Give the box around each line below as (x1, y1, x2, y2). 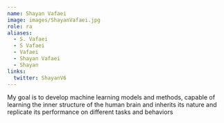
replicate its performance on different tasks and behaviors (7, 108, 173, 116)
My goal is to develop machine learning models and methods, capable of (7, 93, 216, 102)
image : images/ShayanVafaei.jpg (7, 17, 101, 23)
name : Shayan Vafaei (7, 10, 67, 17)
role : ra (7, 23, 33, 30)
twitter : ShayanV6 (13, 74, 67, 82)
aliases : (7, 29, 33, 37)
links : (7, 68, 26, 75)
